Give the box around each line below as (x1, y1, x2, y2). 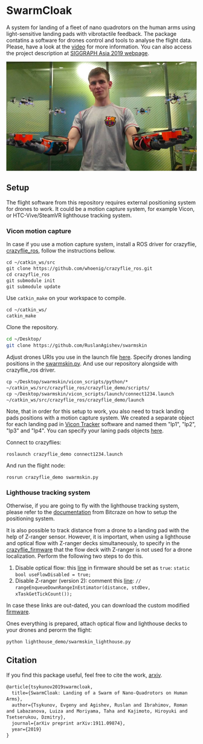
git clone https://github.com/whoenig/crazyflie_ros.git (6, 265, 153, 272)
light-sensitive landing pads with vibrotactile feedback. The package (6, 30, 177, 37)
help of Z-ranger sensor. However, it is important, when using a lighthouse (6, 533, 192, 540)
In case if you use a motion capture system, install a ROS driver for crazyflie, (6, 240, 197, 247)
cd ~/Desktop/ (6, 336, 42, 342)
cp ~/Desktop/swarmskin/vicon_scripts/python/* (6, 378, 129, 385)
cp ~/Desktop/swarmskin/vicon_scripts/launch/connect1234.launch (6, 390, 174, 397)
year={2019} (11, 726, 42, 732)
